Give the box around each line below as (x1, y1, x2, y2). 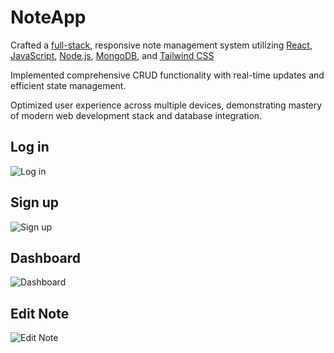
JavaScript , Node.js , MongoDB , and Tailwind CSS (10, 49, 215, 61)
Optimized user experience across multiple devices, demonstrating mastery (10, 99, 323, 111)
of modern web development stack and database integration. (10, 109, 263, 121)
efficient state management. (10, 79, 127, 91)
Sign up (10, 194, 60, 211)
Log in (10, 139, 50, 156)
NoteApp (10, 6, 87, 29)
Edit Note (10, 305, 70, 322)
